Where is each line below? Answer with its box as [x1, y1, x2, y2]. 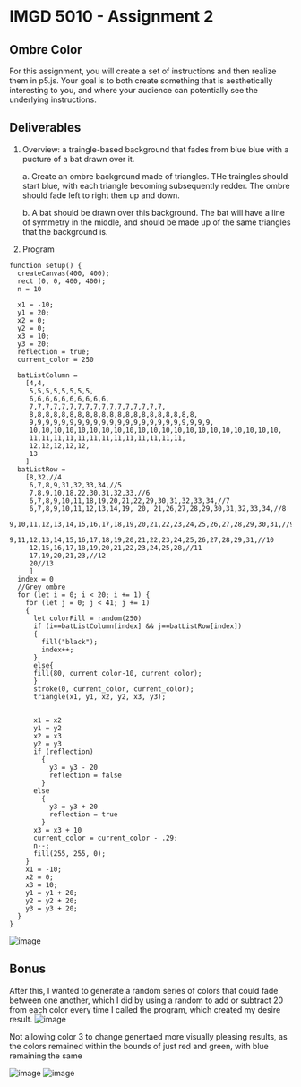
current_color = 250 [17, 355, 94, 364]
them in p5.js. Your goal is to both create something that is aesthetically [9, 75, 273, 86]
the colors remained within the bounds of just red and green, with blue [9, 1040, 269, 1051]
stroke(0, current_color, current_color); [32, 684, 194, 694]
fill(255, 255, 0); [32, 849, 106, 858]
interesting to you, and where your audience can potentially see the [9, 85, 258, 95]
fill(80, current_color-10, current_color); [32, 669, 202, 677]
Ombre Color [9, 42, 82, 57]
